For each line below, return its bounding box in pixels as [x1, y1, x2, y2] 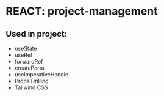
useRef [14, 51, 33, 59]
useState [14, 45, 37, 52]
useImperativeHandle [14, 71, 68, 78]
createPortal [14, 64, 46, 72]
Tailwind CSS [14, 84, 48, 91]
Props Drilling [14, 78, 49, 84]
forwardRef [14, 58, 43, 65]
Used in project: [5, 29, 68, 39]
